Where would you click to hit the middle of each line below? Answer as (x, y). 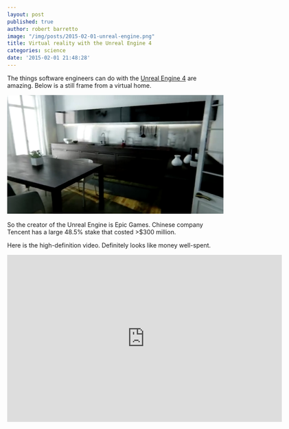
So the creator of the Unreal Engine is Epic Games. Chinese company (105, 224)
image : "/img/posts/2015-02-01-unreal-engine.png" (81, 36)
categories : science (37, 51)
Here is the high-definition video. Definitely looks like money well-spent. (109, 245)
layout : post (26, 14)
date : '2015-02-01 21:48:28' (49, 58)
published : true (30, 22)
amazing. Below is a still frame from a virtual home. (79, 85)
